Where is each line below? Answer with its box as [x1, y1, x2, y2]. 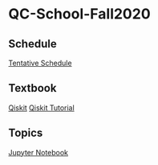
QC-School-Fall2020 [8, 5, 151, 23]
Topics [8, 126, 43, 140]
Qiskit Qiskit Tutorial [8, 102, 75, 113]
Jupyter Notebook [8, 147, 69, 157]
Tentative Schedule [8, 58, 72, 68]
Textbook [8, 81, 57, 95]
